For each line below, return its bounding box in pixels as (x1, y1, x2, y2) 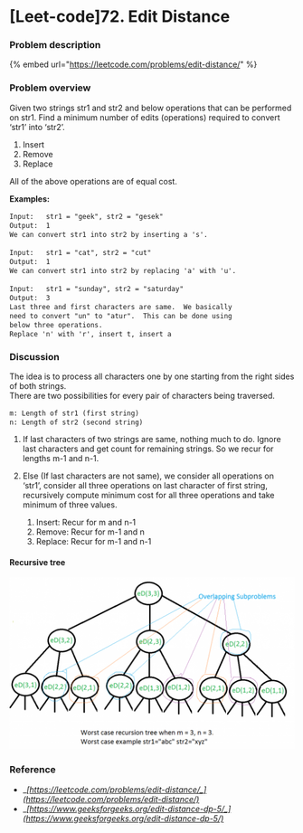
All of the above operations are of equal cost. (9, 175, 178, 186)
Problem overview (9, 81, 91, 94)
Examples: (9, 193, 50, 204)
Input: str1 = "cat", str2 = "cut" (9, 248, 152, 257)
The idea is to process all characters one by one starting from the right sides (9, 371, 295, 382)
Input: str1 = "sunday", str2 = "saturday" (9, 284, 184, 293)
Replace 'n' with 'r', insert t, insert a (9, 329, 172, 338)
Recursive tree (9, 556, 66, 567)
